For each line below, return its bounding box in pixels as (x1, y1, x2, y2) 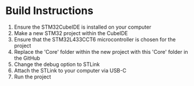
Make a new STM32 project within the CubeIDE (13, 29, 128, 36)
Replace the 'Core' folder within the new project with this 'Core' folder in (13, 48, 188, 55)
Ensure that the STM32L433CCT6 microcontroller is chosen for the (13, 36, 176, 43)
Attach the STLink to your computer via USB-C (13, 67, 127, 74)
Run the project (13, 73, 51, 80)
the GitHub (13, 54, 40, 61)
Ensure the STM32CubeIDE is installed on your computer (13, 23, 151, 30)
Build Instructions (5, 4, 94, 18)
